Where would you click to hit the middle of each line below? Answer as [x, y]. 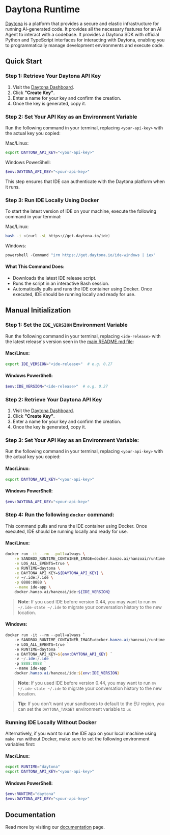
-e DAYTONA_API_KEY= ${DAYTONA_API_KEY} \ [59, 573]
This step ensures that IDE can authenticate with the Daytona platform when [85, 181]
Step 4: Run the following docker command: [60, 515]
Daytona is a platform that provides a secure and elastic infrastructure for [82, 24]
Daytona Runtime [43, 9]
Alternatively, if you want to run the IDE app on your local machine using [81, 734]
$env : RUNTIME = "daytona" [31, 794]
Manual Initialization [38, 310]
